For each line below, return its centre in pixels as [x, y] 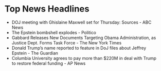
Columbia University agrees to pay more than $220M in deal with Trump [84, 58]
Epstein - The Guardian [35, 53]
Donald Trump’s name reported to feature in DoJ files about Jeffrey [79, 48]
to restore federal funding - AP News [48, 63]
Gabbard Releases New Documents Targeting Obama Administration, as [84, 38]
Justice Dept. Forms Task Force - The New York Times [67, 43]
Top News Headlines [47, 9]
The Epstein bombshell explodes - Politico [54, 32]
